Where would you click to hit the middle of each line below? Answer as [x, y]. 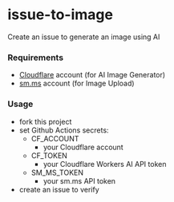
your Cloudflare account [83, 147]
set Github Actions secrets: [64, 130]
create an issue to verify [59, 189]
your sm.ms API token [79, 180]
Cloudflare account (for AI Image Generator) [92, 75]
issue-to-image [61, 15]
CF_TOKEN [49, 155]
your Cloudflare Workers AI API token [105, 164]
